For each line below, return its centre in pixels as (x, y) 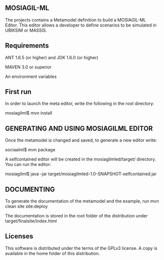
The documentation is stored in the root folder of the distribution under (76, 216)
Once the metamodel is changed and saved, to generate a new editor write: (81, 140)
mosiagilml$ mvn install (29, 113)
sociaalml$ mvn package (30, 150)
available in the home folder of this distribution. (53, 253)
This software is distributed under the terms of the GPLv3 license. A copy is (81, 248)
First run (18, 92)
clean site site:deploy (26, 206)
